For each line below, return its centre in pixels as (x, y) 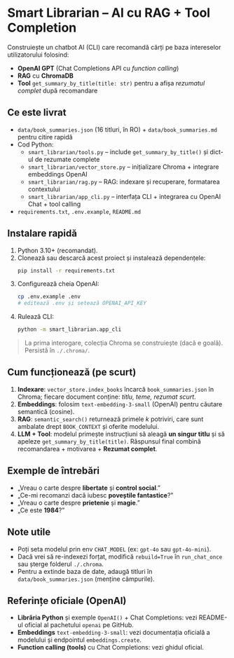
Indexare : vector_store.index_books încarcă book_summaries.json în (116, 389)
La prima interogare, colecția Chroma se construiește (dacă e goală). (123, 343)
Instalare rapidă (42, 234)
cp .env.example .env (49, 297)
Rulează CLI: (36, 317)
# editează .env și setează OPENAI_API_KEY (82, 303)
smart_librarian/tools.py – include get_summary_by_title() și (118, 151)
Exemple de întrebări (54, 471)
